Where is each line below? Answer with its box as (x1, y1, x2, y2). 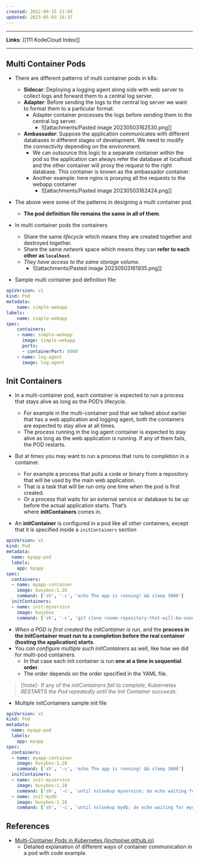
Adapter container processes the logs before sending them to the (32, 111, 192, 119)
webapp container (32, 181, 77, 188)
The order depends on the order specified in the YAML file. (23, 670, 168, 677)
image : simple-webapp (21, 337, 76, 343)
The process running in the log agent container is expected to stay (23, 428, 187, 435)
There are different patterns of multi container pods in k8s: (14, 75, 158, 82)
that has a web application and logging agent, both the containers (23, 416, 184, 423)
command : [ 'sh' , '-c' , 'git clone (17, 615, 102, 621)
